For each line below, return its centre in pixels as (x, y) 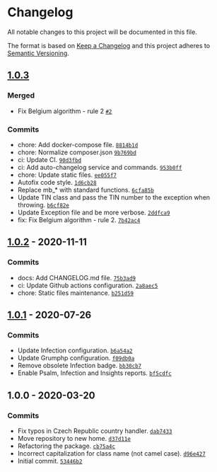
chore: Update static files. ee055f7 (67, 175)
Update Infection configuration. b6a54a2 (75, 350)
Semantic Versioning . (38, 53)
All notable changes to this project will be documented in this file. (102, 32)
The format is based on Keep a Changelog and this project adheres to (109, 45)
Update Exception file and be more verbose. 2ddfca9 (94, 212)
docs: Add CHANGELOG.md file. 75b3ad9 (77, 277)
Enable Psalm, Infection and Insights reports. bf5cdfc (94, 373)
